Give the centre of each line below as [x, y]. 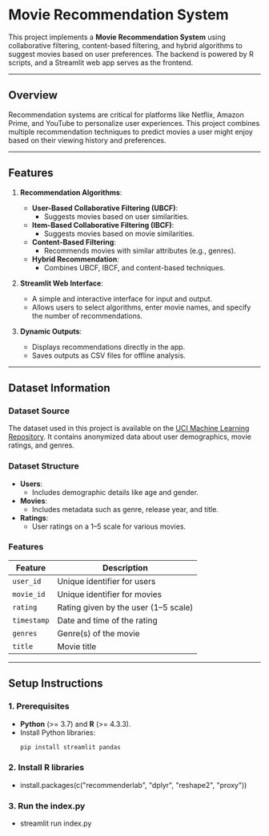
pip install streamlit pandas [70, 747]
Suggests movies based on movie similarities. [119, 233]
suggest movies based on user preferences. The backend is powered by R [131, 54]
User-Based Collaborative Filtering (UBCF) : [105, 208]
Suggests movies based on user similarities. [116, 216]
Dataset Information [59, 388]
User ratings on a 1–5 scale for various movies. [109, 526]
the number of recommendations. [87, 315]
